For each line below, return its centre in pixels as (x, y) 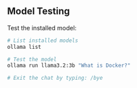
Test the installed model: (42, 27)
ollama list (24, 47)
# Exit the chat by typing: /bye (55, 78)
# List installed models (43, 41)
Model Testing (39, 11)
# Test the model (32, 59)
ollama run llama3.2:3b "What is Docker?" (69, 66)
